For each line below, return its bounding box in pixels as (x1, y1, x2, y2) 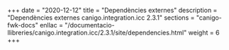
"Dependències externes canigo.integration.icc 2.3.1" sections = (7, 13, 195, 22)
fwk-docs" (7, 21, 39, 29)
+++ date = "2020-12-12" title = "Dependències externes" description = (7, 6, 218, 14)
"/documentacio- (65, 21, 115, 29)
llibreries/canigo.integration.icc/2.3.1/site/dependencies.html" (7, 28, 187, 37)
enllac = (40, 21, 64, 29)
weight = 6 (188, 28, 220, 37)
